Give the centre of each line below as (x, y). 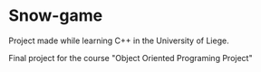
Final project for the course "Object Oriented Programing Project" (130, 58)
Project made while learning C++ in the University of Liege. (119, 40)
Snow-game (56, 16)
